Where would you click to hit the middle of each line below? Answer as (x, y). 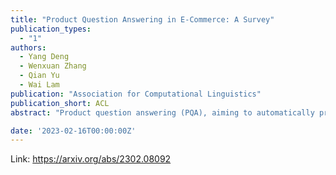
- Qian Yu (39, 76)
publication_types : (51, 29)
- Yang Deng (44, 57)
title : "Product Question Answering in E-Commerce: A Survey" (142, 19)
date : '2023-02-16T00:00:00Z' (73, 131)
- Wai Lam (39, 85)
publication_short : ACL (60, 103)
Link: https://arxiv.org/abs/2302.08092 (91, 159)
